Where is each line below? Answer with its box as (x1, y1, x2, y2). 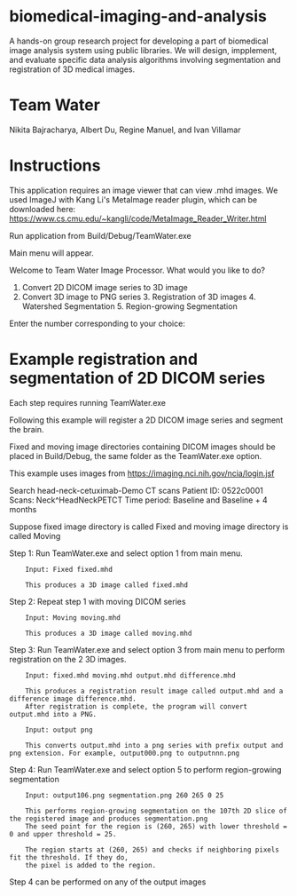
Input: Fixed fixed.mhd (25, 565, 113, 574)
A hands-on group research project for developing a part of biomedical (9, 36, 269, 46)
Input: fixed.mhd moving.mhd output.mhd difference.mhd (25, 670, 237, 680)
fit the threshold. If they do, (9, 852, 129, 862)
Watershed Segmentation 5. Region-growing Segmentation (21, 300, 238, 312)
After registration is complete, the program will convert (25, 702, 248, 711)
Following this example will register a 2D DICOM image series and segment (9, 415, 284, 425)
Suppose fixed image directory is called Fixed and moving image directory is (9, 521, 289, 532)
